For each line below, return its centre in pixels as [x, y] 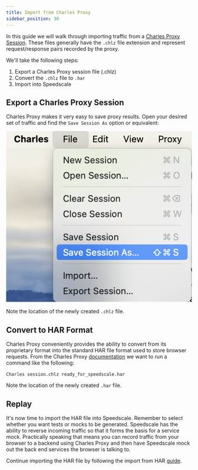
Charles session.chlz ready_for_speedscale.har [66, 375]
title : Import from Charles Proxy [49, 12]
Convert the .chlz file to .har [50, 78]
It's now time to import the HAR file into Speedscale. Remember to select [95, 418]
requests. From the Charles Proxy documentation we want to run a [87, 357]
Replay [19, 404]
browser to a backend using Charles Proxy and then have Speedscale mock [98, 443]
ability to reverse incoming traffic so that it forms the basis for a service [93, 431]
